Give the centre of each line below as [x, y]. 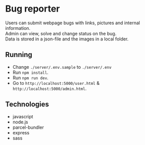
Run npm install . [31, 72]
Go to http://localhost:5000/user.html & [56, 83]
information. [18, 28]
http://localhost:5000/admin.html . [50, 88]
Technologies [27, 104]
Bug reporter [33, 9]
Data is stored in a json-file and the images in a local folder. [67, 39]
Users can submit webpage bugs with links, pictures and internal [73, 23]
